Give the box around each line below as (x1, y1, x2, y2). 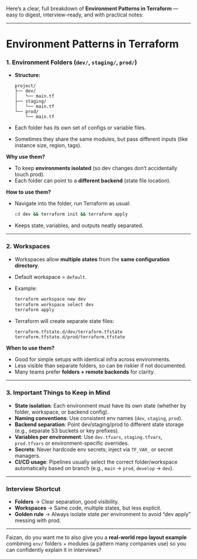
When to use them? (6, 344, 55, 352)
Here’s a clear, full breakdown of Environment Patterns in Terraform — (6, 5, 179, 12)
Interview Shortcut (6, 485, 61, 493)
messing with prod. (14, 517, 62, 524)
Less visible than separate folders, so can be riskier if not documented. (14, 362, 186, 370)
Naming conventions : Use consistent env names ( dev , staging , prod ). (14, 414, 183, 421)
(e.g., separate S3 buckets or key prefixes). (14, 427, 120, 434)
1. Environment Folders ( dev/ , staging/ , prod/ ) (6, 58, 137, 66)
